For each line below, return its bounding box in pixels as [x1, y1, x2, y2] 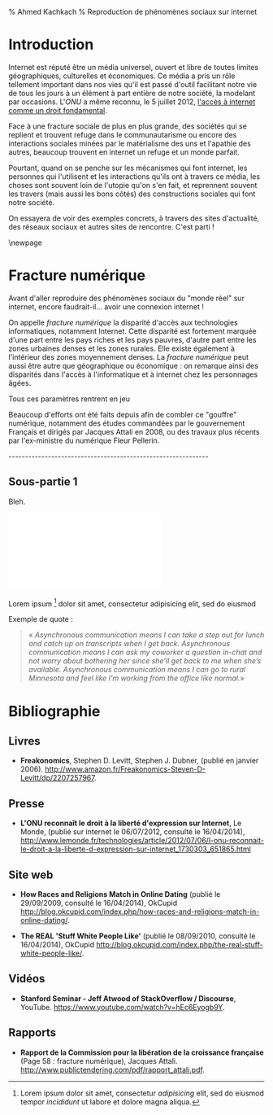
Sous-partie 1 [8, 475, 78, 489]
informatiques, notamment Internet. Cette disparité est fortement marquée [8, 326, 258, 336]
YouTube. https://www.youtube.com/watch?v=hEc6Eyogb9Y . [19, 1002, 225, 1012]
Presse [8, 797, 45, 811]
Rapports [8, 1025, 57, 1040]
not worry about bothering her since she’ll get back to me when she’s [28, 656, 262, 666]
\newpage [8, 238, 43, 247]
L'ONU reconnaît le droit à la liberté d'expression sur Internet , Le [19, 818, 242, 829]
